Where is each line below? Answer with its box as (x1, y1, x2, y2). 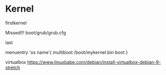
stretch (5, 64, 20, 70)
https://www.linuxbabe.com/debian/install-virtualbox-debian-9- (27, 59, 161, 65)
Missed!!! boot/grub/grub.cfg (5, 29, 66, 35)
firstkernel (5, 20, 27, 26)
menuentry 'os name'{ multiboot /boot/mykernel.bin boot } (5, 49, 128, 55)
